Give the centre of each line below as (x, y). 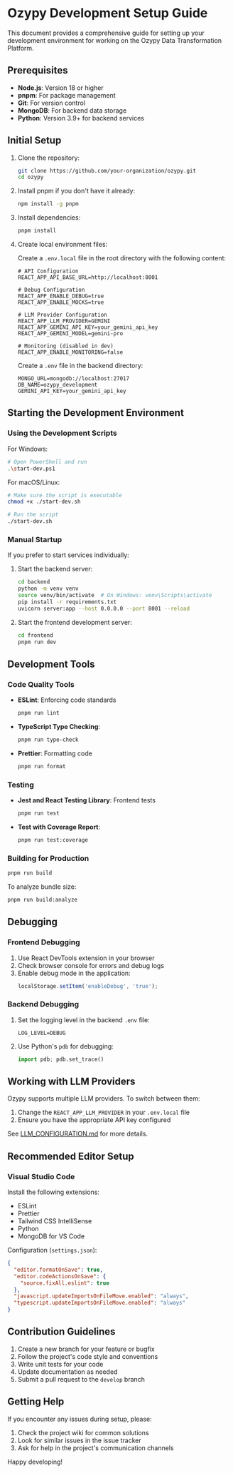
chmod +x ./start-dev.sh (44, 502)
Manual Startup (35, 539)
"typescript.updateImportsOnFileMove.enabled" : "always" (100, 1303)
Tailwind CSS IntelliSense (55, 1221)
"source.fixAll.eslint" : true (65, 1283)
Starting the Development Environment (96, 413)
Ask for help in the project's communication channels (96, 1448)
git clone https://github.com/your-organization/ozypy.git (107, 170)
